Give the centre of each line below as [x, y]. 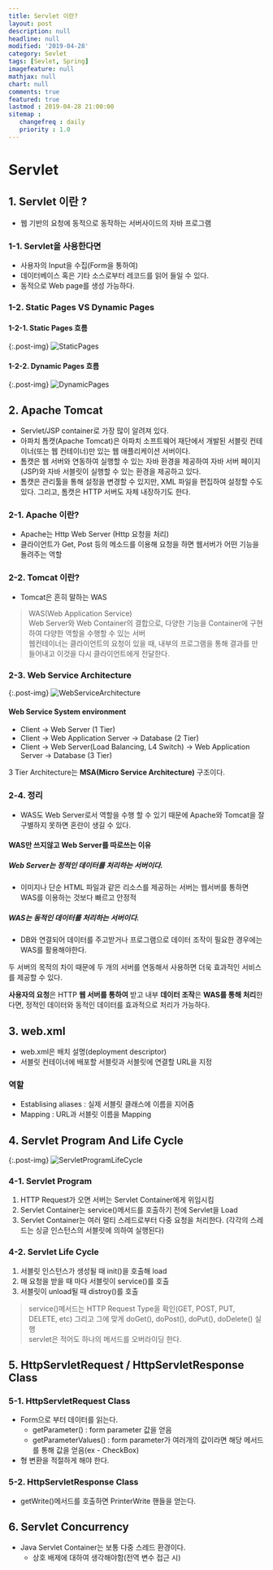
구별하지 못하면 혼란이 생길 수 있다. [76, 825]
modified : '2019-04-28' [49, 46]
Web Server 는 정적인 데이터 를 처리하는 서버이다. [86, 865]
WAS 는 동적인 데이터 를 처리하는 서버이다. [74, 918]
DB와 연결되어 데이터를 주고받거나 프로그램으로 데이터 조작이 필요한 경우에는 [141, 940]
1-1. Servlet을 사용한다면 [55, 246]
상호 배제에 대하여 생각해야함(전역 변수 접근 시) [106, 1558]
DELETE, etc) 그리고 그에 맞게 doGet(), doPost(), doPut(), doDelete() [141, 1318]
